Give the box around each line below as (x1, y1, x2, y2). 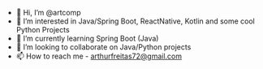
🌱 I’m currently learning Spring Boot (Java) (15, 33, 159, 43)
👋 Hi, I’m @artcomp (15, 8, 81, 17)
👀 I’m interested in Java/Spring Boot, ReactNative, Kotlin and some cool (15, 16, 256, 26)
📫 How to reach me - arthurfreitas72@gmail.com (15, 51, 183, 61)
